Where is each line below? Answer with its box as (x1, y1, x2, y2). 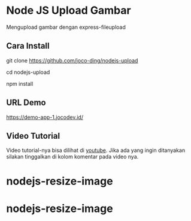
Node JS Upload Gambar (6, 4, 131, 17)
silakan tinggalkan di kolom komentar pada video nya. (6, 153, 139, 160)
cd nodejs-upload (6, 68, 50, 76)
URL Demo (6, 97, 46, 108)
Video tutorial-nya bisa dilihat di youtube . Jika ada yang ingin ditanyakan (6, 147, 186, 154)
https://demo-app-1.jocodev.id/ (6, 114, 84, 121)
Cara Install (6, 41, 50, 51)
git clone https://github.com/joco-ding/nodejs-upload (6, 56, 138, 64)
